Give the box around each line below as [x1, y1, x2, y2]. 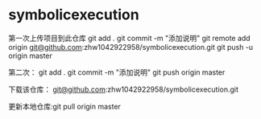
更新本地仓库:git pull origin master [8, 101, 121, 111]
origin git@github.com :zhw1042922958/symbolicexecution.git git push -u [8, 42, 254, 51]
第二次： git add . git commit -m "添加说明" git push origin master [8, 67, 226, 77]
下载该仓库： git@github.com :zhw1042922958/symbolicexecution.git [8, 84, 239, 94]
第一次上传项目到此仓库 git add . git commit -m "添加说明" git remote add [8, 33, 251, 43]
